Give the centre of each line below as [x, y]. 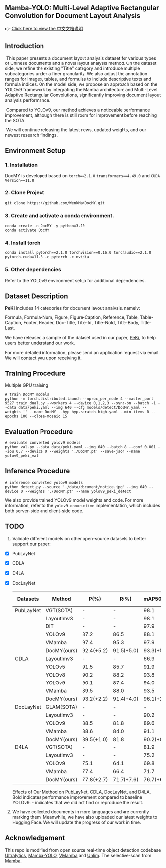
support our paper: [31, 544]
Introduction [25, 46]
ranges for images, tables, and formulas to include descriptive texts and [78, 79]
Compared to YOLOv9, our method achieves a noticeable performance [78, 110]
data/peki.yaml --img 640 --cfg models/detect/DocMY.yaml [79, 408]
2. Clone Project [25, 193]
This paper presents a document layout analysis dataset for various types [81, 58]
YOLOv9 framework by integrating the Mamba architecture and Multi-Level [81, 89]
